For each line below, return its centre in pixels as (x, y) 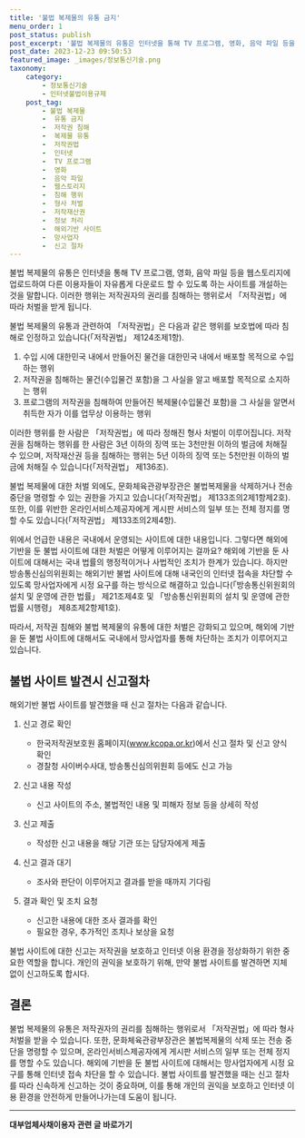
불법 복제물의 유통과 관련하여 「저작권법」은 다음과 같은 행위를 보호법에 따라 (144, 326)
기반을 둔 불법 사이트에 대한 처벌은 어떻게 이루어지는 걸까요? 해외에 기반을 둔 (144, 551)
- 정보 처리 (63, 220)
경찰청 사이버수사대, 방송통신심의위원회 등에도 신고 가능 (134, 766)
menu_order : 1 (36, 26)
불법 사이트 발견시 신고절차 (79, 681)
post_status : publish (50, 35)
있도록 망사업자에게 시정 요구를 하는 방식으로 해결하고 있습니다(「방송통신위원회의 (152, 585)
